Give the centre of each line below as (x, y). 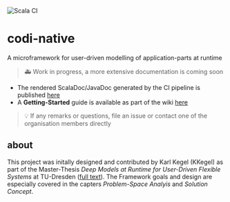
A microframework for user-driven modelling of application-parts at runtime (115, 57)
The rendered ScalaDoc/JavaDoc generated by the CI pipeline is (108, 87)
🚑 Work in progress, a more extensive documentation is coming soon (124, 71)
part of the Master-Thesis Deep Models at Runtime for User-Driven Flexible (114, 169)
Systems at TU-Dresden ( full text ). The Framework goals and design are (110, 176)
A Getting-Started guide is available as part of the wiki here (103, 102)
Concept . (20, 191)
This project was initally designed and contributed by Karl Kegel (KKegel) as (115, 162)
